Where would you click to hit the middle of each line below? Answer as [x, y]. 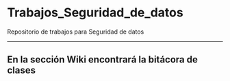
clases [22, 70]
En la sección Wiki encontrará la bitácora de [103, 60]
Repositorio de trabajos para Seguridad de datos [76, 32]
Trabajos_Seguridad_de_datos [95, 13]
